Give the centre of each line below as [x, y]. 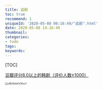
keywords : [15, 51]
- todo [12, 42]
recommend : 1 [18, 19]
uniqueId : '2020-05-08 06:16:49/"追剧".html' [52, 23]
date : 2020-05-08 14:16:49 [33, 28]
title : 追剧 [16, 10]
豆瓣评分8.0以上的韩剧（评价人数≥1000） [47, 75]
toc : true [15, 14]
